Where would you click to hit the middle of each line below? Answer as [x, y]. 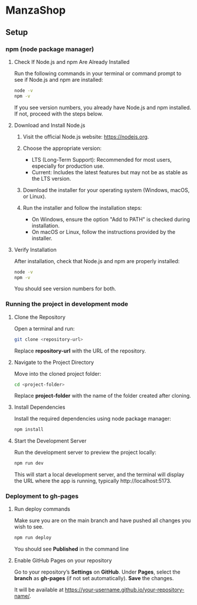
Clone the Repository [40, 317]
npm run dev [29, 463]
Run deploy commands [42, 509]
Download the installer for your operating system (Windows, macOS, [106, 190]
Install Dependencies [40, 407]
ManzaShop [36, 10]
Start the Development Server [50, 441]
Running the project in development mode [67, 304]
